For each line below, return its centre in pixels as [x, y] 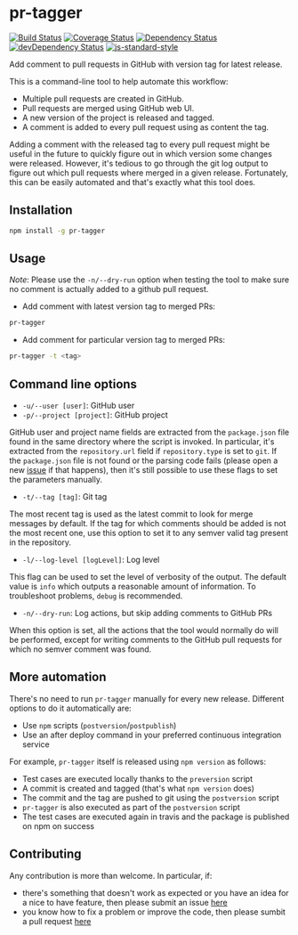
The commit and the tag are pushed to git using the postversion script [150, 797]
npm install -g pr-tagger [57, 231]
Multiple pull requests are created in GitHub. [103, 98]
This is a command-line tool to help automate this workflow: [119, 81]
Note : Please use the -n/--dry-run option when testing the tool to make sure [149, 280]
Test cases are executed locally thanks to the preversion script [137, 778]
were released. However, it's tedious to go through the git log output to [139, 163]
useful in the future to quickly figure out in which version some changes [141, 153]
